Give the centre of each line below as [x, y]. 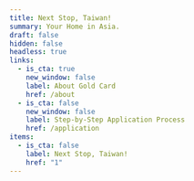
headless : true [38, 52]
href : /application [63, 129]
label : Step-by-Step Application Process [105, 120]
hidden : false [36, 43]
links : [22, 60]
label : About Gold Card [71, 86]
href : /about [51, 94]
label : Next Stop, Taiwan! [77, 154]
